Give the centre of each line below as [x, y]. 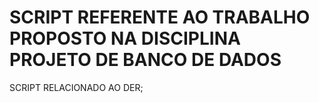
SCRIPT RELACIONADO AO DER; [76, 87]
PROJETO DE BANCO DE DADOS [145, 60]
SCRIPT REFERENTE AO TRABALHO [160, 17]
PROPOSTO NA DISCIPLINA [125, 38]
